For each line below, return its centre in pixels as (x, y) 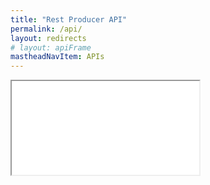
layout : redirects (48, 38)
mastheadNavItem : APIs (57, 57)
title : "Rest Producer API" (69, 19)
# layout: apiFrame (51, 47)
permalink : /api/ (46, 29)
